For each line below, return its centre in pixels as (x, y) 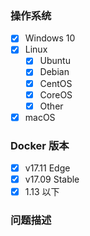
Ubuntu (55, 61)
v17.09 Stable (52, 179)
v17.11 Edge (47, 168)
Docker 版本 (40, 145)
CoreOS (56, 94)
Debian (54, 72)
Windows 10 (50, 38)
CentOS (56, 83)
